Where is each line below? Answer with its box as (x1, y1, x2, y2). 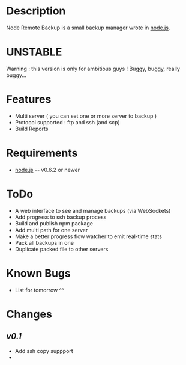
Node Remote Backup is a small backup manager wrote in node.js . (6, 24, 170, 31)
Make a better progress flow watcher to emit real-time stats (14, 233, 162, 240)
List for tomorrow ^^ (14, 286, 65, 293)
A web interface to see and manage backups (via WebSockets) (14, 207, 171, 214)
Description (6, 4, 66, 18)
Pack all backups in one (14, 239, 74, 246)
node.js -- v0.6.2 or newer (14, 166, 80, 173)
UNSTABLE (6, 45, 62, 59)
